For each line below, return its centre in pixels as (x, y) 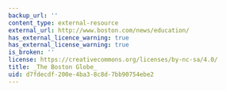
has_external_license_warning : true (69, 45)
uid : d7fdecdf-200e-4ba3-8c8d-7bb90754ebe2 (81, 74)
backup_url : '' (33, 15)
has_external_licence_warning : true (69, 38)
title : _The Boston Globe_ (53, 67)
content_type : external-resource (63, 23)
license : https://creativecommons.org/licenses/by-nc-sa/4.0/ (113, 60)
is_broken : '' (32, 52)
